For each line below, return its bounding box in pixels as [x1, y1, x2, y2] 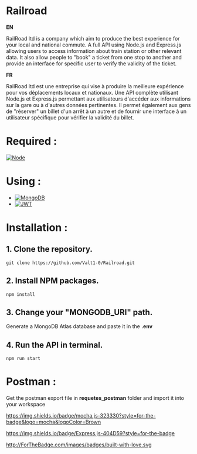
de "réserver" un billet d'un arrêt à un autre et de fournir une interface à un [6, 108, 187, 115]
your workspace [6, 401, 46, 408]
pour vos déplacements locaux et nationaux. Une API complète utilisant [6, 89, 179, 96]
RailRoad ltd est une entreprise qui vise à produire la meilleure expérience [6, 82, 184, 89]
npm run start [6, 356, 41, 362]
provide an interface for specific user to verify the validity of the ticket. [6, 60, 177, 67]
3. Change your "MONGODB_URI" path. [6, 308, 153, 318]
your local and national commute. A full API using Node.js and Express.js [6, 41, 182, 48]
